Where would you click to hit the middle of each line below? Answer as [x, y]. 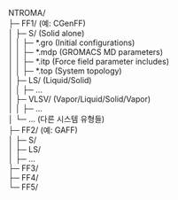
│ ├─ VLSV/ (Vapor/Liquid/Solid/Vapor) [80, 99]
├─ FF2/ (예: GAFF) [43, 130]
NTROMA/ [27, 13]
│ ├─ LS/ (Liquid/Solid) [50, 80]
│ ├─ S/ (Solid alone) [46, 33]
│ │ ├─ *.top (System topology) [65, 71]
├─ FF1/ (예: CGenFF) [47, 23]
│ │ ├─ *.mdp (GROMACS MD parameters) [86, 52]
